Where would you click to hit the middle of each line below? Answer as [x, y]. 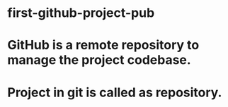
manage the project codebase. [99, 60]
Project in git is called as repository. [115, 92]
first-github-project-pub [81, 13]
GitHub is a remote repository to [103, 45]
